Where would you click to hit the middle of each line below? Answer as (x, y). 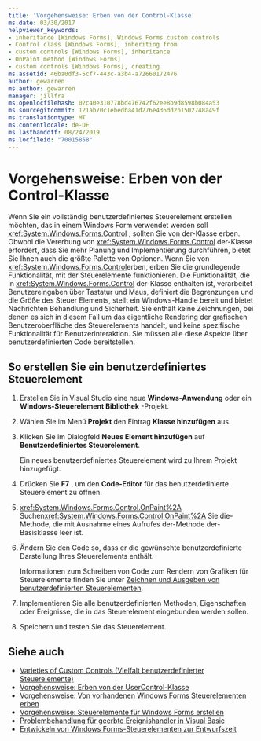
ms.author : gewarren (42, 88)
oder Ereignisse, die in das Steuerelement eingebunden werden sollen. (134, 612)
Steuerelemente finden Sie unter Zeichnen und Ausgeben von (119, 580)
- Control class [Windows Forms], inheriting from (93, 45)
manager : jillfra (37, 96)
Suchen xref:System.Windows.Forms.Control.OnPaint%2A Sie (119, 516)
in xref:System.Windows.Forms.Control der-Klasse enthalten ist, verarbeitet (130, 284)
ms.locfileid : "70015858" (50, 139)
